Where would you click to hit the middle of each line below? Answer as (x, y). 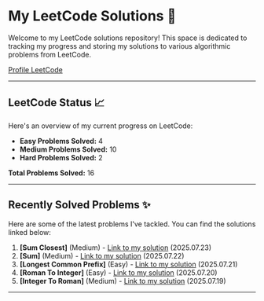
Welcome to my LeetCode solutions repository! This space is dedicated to (128, 38)
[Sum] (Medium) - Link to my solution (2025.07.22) (102, 255)
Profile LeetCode (35, 69)
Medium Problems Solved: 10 (68, 149)
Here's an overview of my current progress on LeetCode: (101, 126)
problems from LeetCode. (50, 54)
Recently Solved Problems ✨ (79, 205)
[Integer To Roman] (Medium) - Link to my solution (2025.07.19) (123, 281)
